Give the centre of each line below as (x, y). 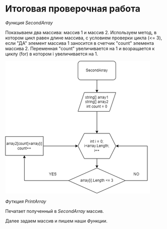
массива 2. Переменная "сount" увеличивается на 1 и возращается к (80, 48)
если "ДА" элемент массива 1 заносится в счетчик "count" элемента (80, 43)
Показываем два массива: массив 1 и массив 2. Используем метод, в (81, 32)
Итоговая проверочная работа (73, 9)
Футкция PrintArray (26, 201)
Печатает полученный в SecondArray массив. (55, 211)
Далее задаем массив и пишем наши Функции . (56, 221)
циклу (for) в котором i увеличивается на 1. (52, 54)
